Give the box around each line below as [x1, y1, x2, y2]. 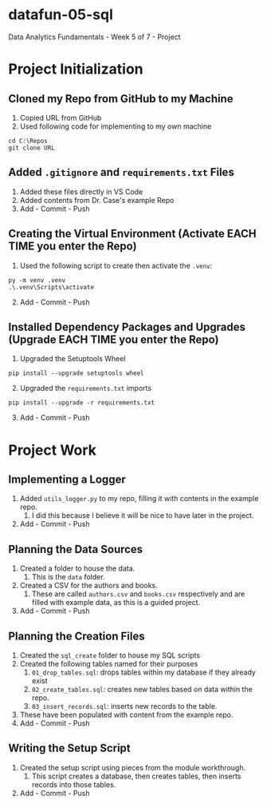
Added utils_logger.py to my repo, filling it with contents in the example [19, 494, 259, 503]
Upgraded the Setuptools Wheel [19, 354, 126, 364]
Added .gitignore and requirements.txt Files [8, 165, 235, 179]
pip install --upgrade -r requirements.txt [8, 399, 155, 407]
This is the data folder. [31, 572, 105, 582]
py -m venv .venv [8, 276, 66, 285]
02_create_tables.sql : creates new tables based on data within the [31, 685, 253, 694]
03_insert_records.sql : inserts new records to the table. [31, 702, 218, 710]
